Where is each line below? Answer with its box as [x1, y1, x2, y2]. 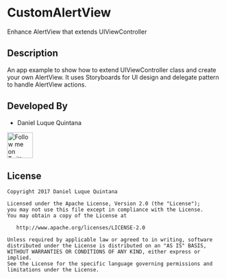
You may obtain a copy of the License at [7, 212, 127, 219]
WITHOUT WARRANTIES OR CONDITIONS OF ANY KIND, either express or [7, 249, 201, 256]
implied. [7, 254, 32, 262]
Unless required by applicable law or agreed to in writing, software [7, 236, 213, 243]
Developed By [7, 100, 68, 112]
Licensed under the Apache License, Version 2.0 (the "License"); [7, 201, 201, 208]
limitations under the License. [7, 267, 99, 274]
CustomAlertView [7, 5, 112, 21]
